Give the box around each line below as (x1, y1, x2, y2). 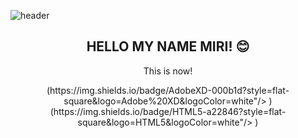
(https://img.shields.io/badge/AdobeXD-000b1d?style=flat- (46, 84, 290, 96)
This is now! (143, 65, 193, 77)
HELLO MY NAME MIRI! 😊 (86, 38, 250, 55)
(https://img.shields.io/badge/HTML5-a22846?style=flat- (49, 105, 287, 117)
